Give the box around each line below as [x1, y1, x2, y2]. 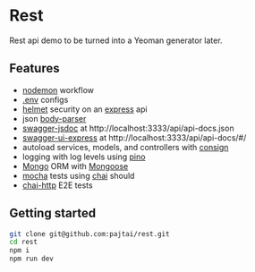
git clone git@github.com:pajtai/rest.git [9, 229, 170, 238]
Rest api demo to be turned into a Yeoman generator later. [9, 35, 223, 46]
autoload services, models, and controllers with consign [21, 141, 229, 152]
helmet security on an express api [21, 104, 148, 115]
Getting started [9, 206, 97, 221]
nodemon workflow [21, 84, 95, 95]
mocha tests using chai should [21, 170, 135, 181]
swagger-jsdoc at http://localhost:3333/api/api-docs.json [21, 123, 234, 133]
